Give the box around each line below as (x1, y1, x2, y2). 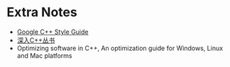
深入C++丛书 (16, 36, 55, 44)
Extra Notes (6, 4, 77, 20)
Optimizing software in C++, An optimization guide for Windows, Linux (16, 44, 224, 52)
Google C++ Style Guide (16, 28, 89, 36)
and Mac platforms (16, 51, 72, 60)
